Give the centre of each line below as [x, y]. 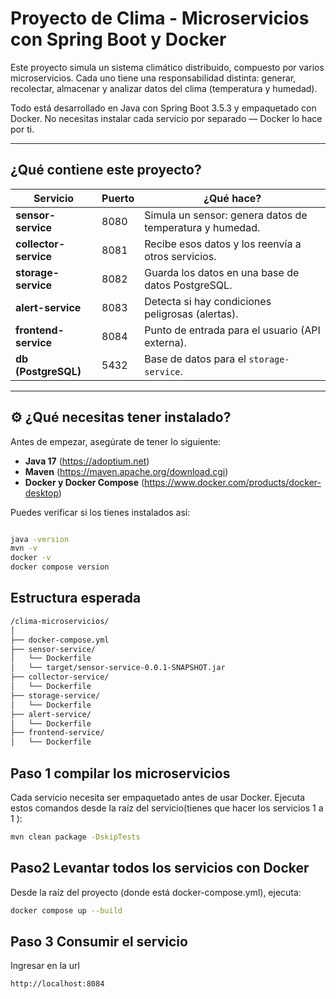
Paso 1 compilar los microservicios [120, 773]
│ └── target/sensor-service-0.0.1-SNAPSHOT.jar [118, 668]
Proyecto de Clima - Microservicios [160, 18]
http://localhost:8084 [57, 984]
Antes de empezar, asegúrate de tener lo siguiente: [116, 441]
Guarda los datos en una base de [222, 272]
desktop [41, 493]
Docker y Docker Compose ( [84, 482]
